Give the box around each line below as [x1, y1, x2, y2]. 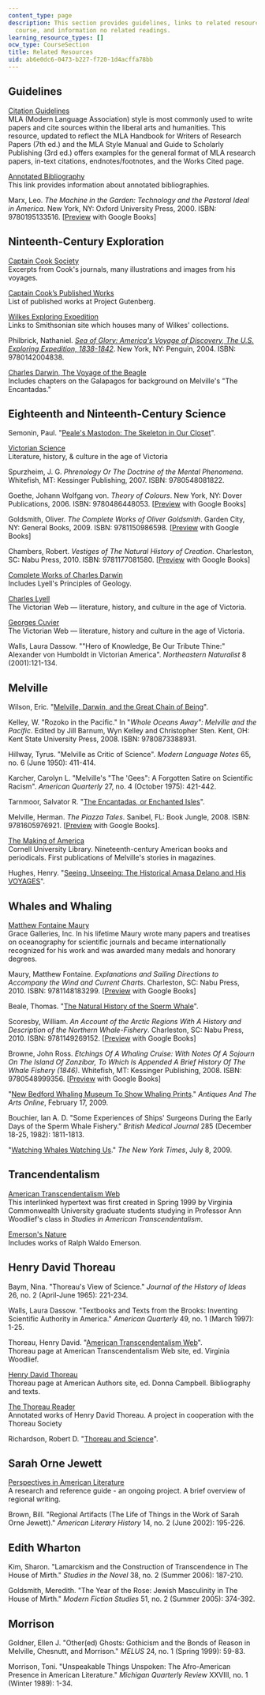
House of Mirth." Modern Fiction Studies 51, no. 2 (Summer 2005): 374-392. [8, 1594, 256, 1604]
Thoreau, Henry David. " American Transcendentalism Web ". [8, 1337, 203, 1347]
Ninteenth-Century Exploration [8, 235, 164, 249]
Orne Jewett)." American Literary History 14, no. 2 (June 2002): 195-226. [8, 1518, 246, 1527]
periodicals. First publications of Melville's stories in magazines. [8, 853, 216, 862]
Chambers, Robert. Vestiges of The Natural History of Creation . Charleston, [8, 547, 254, 556]
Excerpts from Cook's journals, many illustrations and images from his [8, 264, 236, 273]
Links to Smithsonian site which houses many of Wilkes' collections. [8, 320, 230, 330]
